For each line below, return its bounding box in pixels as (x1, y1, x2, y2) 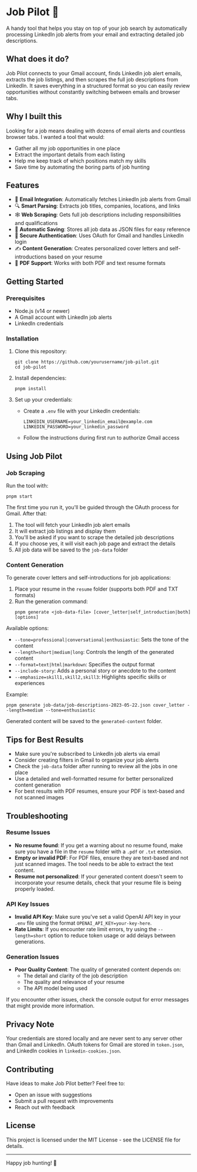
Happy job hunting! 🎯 (6, 1159, 57, 1166)
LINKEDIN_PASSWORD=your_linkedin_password (23, 424, 129, 430)
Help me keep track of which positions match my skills (14, 157, 147, 164)
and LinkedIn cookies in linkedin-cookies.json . (6, 1047, 121, 1054)
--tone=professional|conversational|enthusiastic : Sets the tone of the (14, 636, 189, 643)
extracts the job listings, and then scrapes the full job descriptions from (6, 76, 179, 83)
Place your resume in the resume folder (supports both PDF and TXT (14, 585, 179, 592)
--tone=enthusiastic (45, 707, 96, 714)
